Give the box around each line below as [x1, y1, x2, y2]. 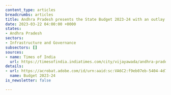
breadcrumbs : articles [5, 12, 53, 17]
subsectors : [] [5, 45, 38, 50]
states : [5, 26, 22, 31]
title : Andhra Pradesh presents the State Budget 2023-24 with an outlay [5, 17, 165, 22]
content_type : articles [5, 7, 56, 13]
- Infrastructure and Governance [5, 40, 76, 45]
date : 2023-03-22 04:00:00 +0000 [5, 21, 76, 27]
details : [5, 64, 24, 69]
